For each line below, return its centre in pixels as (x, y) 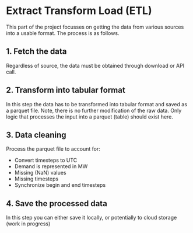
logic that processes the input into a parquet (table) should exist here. (90, 116)
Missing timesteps (36, 179)
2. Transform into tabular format (66, 90)
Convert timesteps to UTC (46, 160)
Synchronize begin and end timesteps (60, 185)
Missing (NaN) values (40, 173)
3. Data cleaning (36, 135)
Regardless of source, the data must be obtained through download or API (95, 65)
